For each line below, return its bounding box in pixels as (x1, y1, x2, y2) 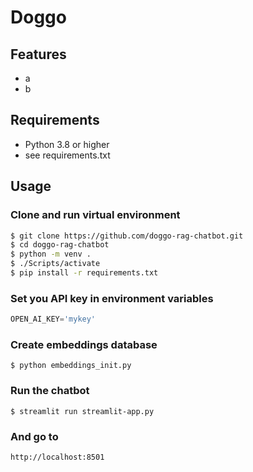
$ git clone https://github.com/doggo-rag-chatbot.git (10, 231, 244, 241)
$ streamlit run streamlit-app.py (10, 406, 155, 416)
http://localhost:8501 (10, 452, 105, 462)
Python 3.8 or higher (24, 138, 110, 150)
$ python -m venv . (10, 249, 92, 260)
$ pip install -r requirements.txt (10, 268, 159, 278)
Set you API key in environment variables (10, 291, 214, 305)
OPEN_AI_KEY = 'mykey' (10, 314, 97, 325)
